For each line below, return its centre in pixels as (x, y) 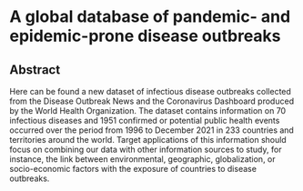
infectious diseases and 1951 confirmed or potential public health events (145, 121)
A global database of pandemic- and (150, 17)
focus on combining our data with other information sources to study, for (146, 149)
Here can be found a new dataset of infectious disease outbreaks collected (150, 91)
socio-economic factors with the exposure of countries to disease (133, 169)
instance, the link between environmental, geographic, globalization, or (142, 159)
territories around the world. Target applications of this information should (148, 140)
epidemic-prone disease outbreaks (145, 36)
